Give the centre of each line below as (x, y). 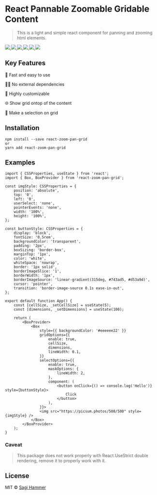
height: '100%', (30, 216)
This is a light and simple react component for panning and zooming (85, 33)
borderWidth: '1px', (34, 276)
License (17, 476)
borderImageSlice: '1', (38, 271)
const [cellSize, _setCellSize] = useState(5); (62, 305)
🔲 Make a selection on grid (32, 113)
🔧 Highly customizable (27, 94)
